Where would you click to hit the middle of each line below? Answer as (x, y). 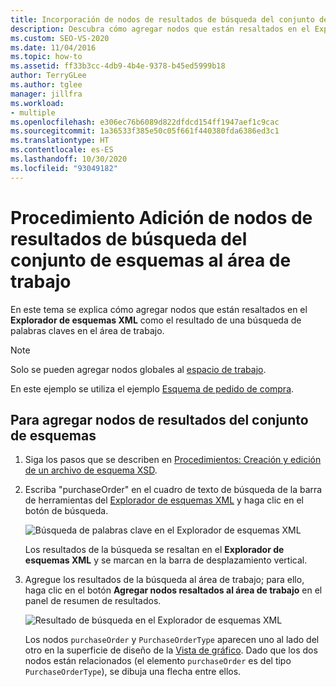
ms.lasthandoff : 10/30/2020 (69, 159)
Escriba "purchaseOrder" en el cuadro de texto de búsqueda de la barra (173, 490)
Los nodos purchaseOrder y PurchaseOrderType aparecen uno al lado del (172, 640)
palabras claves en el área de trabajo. (87, 330)
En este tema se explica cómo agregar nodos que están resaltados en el (159, 309)
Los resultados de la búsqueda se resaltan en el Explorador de (154, 550)
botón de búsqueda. (66, 511)
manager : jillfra (46, 94)
